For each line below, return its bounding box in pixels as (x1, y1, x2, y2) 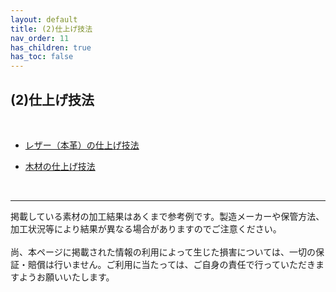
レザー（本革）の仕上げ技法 (24, 139, 140, 151)
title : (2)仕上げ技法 (10, 24, 93, 34)
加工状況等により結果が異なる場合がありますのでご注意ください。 (10, 222, 282, 235)
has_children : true (10, 42, 92, 53)
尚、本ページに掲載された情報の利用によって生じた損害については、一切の (10, 246, 316, 258)
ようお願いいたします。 (18, 271, 115, 283)
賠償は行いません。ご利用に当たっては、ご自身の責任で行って (27, 258, 281, 270)
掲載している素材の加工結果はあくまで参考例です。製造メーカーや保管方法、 (10, 210, 325, 222)
